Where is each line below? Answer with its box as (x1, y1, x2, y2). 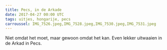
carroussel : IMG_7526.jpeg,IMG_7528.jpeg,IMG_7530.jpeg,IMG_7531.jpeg (5, 21, 156, 26)
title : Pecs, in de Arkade (5, 7, 62, 12)
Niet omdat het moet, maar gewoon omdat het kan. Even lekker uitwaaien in (5, 35, 162, 41)
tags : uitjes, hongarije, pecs (5, 16, 71, 21)
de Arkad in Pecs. (5, 40, 42, 46)
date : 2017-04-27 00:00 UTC (5, 12, 64, 17)
